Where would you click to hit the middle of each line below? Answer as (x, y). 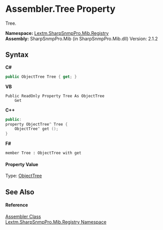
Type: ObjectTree (24, 176)
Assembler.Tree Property (60, 9)
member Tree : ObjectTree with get (43, 153)
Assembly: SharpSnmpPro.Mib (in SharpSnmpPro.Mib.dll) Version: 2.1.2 (81, 39)
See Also (20, 192)
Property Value (22, 164)
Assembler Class (23, 216)
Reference (17, 205)
